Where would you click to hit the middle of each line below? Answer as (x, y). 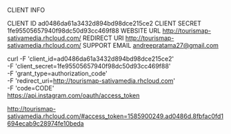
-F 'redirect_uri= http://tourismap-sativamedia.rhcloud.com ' (91, 81)
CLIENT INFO (26, 10)
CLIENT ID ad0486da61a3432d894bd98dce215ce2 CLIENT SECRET (104, 23)
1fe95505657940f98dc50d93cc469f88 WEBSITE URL (84, 31)
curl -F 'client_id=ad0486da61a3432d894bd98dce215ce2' (91, 59)
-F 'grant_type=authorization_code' (58, 73)
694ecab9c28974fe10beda (46, 123)
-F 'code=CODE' (31, 88)
